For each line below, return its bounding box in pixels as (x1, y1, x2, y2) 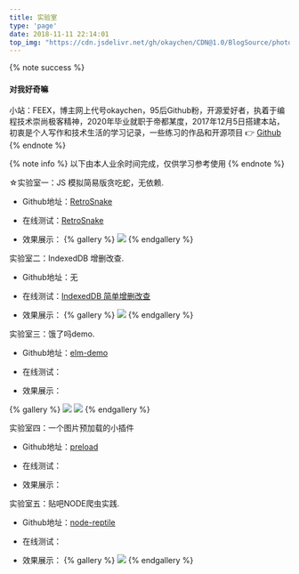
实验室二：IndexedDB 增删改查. (9, 253, 125, 263)
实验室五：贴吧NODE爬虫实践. (9, 498, 120, 509)
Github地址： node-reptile (21, 517, 116, 528)
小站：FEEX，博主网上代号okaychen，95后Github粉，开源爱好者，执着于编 (9, 105, 286, 116)
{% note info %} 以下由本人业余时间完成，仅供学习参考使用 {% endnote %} (9, 158, 285, 169)
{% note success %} (9, 62, 85, 73)
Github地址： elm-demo (21, 348, 109, 359)
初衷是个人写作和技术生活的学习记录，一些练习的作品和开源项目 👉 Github (9, 127, 282, 138)
